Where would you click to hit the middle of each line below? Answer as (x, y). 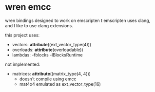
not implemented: (23, 64)
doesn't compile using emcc (48, 79)
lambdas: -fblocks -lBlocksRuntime (47, 55)
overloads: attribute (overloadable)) (48, 50)
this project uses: (22, 35)
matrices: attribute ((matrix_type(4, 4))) (51, 74)
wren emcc (28, 7)
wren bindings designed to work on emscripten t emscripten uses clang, (78, 20)
